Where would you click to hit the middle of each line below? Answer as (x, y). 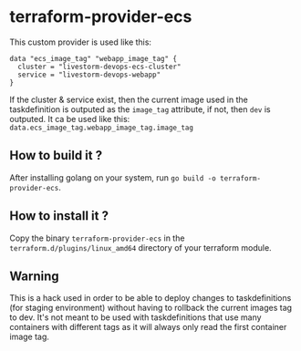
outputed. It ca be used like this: (70, 119)
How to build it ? (56, 155)
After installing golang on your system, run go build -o (113, 177)
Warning (34, 276)
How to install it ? (59, 216)
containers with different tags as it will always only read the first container (148, 327)
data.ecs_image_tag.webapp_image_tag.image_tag (102, 128)
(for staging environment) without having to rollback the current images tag (151, 308)
